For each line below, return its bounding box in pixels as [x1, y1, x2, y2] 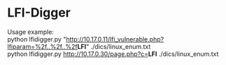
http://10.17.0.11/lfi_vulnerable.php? [66, 35, 164, 43]
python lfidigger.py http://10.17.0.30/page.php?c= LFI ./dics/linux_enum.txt [7, 50, 219, 58]
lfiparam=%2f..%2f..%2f [7, 42, 78, 50]
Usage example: [7, 28, 55, 36]
